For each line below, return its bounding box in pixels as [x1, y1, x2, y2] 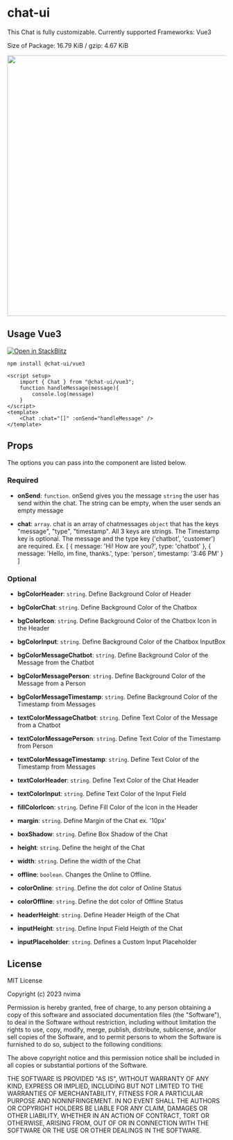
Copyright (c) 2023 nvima [7, 989, 81, 998]
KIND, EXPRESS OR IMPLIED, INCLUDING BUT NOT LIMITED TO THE [7, 1082, 204, 1090]
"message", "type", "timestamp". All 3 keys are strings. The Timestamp [17, 527, 220, 535]
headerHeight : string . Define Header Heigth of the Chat [17, 911, 180, 919]
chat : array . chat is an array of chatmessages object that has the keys [17, 519, 219, 528]
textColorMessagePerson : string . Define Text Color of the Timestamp [17, 735, 221, 743]
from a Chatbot [17, 721, 61, 729]
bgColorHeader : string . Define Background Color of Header [17, 589, 191, 598]
